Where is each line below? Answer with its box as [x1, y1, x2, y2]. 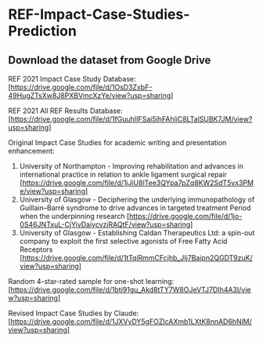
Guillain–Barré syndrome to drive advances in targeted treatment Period [19, 203, 251, 213]
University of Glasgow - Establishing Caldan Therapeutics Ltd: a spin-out [19, 228, 255, 237]
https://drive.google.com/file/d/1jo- [128, 212, 243, 220]
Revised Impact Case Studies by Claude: [8, 308, 139, 318]
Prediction [8, 22, 77, 40]
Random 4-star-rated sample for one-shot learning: [8, 277, 175, 286]
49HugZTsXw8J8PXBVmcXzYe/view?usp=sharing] [8, 91, 174, 100]
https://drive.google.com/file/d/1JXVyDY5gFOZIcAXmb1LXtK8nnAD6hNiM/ [10, 317, 253, 326]
